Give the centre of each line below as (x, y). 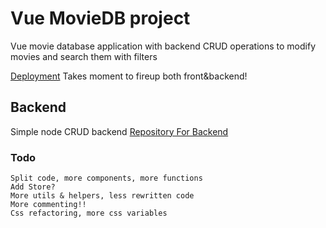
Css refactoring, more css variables (89, 213)
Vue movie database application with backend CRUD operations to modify (163, 46)
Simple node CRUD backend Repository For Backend (119, 131)
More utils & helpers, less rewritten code (102, 196)
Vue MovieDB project (100, 18)
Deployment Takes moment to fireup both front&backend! (129, 76)
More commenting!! (48, 205)
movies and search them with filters (84, 56)
